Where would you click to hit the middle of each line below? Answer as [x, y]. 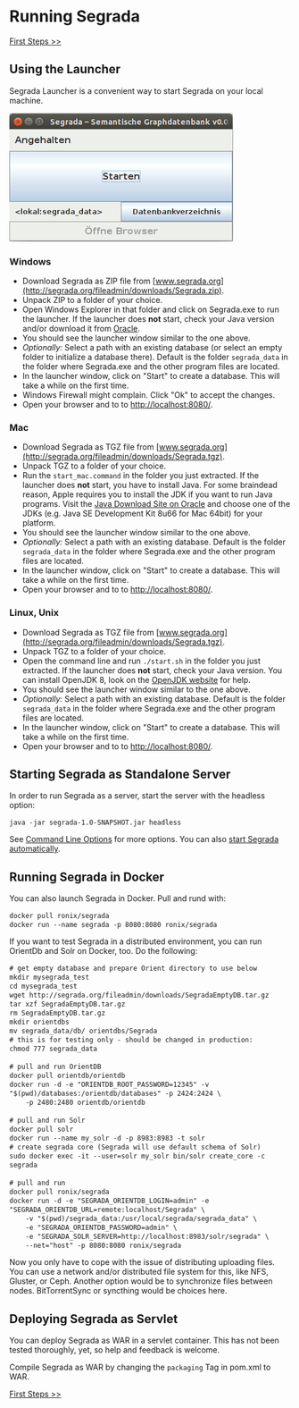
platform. [39, 523]
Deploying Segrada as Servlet [94, 1319]
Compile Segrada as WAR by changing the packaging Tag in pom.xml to [140, 1367]
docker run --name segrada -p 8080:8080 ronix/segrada [113, 925]
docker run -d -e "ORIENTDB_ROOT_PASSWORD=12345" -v [109, 1085]
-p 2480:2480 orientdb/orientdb [85, 1103]
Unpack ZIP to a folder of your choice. [92, 300]
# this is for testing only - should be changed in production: [131, 1040]
